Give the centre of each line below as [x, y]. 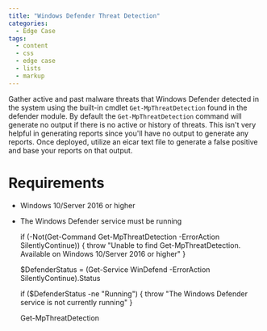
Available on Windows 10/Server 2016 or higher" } [103, 253]
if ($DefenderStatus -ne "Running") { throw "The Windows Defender [134, 293]
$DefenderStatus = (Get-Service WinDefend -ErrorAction [115, 269]
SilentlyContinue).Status [60, 278]
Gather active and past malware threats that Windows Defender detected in [134, 98]
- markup [30, 76]
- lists [29, 69]
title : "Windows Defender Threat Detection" [84, 16]
